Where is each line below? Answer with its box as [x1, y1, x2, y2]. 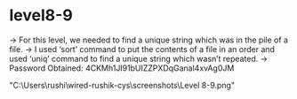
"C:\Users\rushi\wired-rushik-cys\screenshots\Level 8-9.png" [9, 80, 236, 90]
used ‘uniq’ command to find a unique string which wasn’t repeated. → [9, 53, 269, 64]
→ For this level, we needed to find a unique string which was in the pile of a [9, 34, 289, 45]
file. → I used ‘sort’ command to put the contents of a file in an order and [9, 43, 276, 54]
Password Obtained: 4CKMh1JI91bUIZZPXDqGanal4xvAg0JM [9, 63, 235, 73]
